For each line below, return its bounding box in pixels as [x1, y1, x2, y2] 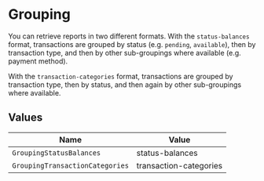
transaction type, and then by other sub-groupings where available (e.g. [8, 48, 241, 57]
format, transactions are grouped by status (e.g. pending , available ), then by [8, 39, 256, 49]
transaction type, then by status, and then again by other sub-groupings [8, 80, 242, 89]
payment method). [8, 56, 68, 66]
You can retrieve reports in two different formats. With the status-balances [8, 31, 250, 41]
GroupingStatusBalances [12, 148, 101, 157]
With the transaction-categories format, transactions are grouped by [8, 71, 233, 81]
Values [8, 111, 43, 125]
